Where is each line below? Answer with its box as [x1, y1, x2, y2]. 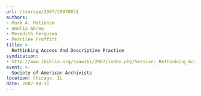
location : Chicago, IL [6, 75, 63, 81]
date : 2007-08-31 [6, 81, 50, 87]
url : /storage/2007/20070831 [6, 8, 79, 15]
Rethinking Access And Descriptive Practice [11, 48, 124, 54]
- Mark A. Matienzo [6, 20, 55, 26]
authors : [6, 14, 28, 20]
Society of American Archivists [11, 70, 93, 76]
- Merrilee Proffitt [6, 36, 58, 42]
